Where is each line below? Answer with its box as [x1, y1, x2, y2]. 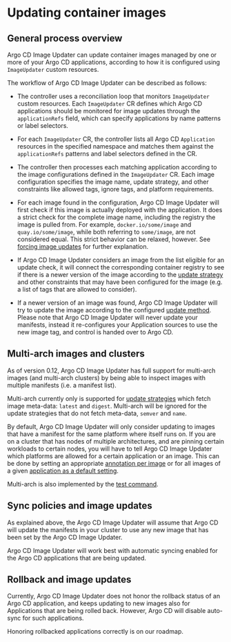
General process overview [7, 32, 123, 44]
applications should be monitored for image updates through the [17, 107, 201, 115]
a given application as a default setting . [7, 466, 119, 475]
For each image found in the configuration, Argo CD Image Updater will [17, 198, 219, 207]
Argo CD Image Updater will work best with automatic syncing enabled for [7, 546, 219, 554]
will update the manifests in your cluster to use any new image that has [7, 525, 209, 534]
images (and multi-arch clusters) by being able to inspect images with [7, 373, 205, 381]
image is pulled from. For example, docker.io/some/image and [17, 220, 192, 229]
